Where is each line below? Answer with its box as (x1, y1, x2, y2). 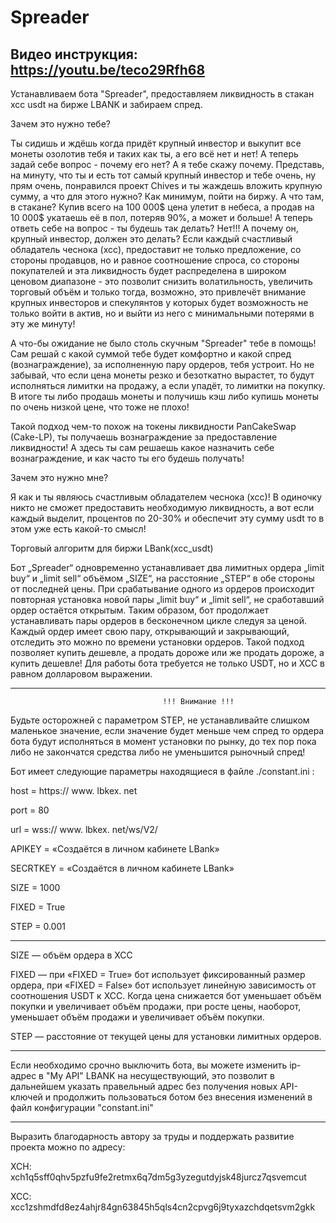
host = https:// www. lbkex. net (10, 785, 138, 796)
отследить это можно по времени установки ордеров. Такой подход (10, 636, 305, 648)
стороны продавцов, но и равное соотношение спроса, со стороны (10, 254, 300, 266)
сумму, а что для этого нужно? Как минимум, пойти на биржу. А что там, (10, 191, 325, 202)
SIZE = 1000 (10, 882, 61, 893)
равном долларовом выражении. (10, 668, 153, 680)
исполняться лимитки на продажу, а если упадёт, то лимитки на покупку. (10, 380, 326, 391)
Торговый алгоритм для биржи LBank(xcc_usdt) (10, 542, 214, 554)
